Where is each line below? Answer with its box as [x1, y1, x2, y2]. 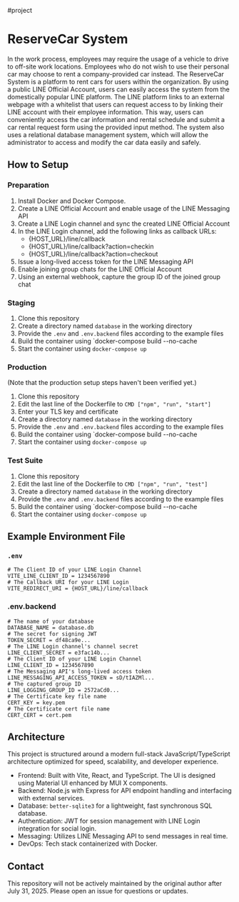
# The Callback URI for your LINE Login [7, 578, 130, 586]
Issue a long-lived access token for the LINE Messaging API [17, 257, 194, 266]
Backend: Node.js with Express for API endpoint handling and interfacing [17, 786, 232, 795]
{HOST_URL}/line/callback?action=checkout [28, 249, 158, 258]
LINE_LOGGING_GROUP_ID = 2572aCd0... [7, 686, 120, 693]
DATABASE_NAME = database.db [7, 624, 94, 631]
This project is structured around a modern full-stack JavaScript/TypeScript [7, 750, 230, 758]
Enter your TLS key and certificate [17, 407, 119, 416]
